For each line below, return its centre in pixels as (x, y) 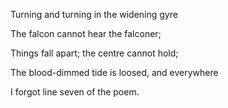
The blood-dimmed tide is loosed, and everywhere (114, 72)
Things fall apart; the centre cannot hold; (94, 53)
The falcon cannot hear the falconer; (86, 33)
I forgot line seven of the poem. (75, 92)
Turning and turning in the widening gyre (94, 14)
